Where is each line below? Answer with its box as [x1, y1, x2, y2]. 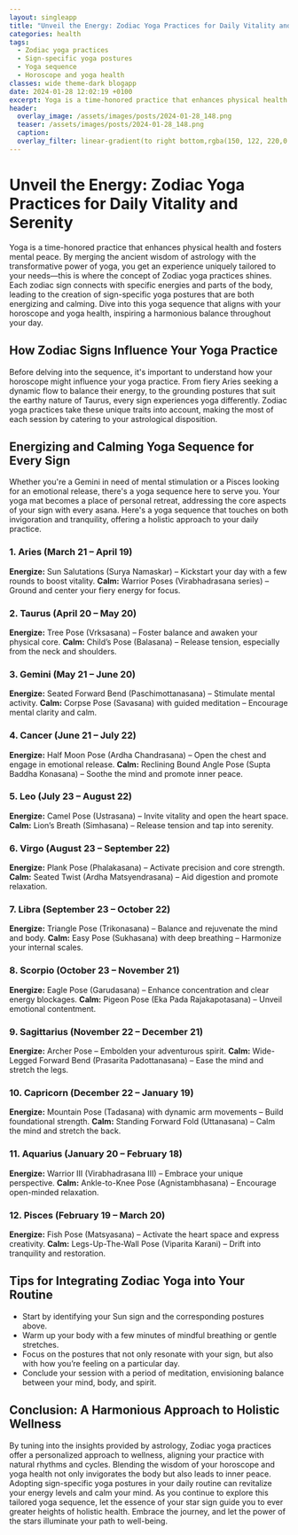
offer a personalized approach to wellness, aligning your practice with [9, 1449, 264, 1460]
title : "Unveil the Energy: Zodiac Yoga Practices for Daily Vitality [9, 21, 276, 30]
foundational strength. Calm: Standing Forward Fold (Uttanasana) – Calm [9, 1116, 276, 1127]
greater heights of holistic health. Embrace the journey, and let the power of [9, 1506, 286, 1516]
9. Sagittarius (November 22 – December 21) [9, 1025, 204, 1038]
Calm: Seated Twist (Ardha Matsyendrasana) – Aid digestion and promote [9, 872, 278, 882]
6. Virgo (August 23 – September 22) [9, 842, 170, 854]
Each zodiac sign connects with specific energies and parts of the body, [9, 279, 273, 290]
